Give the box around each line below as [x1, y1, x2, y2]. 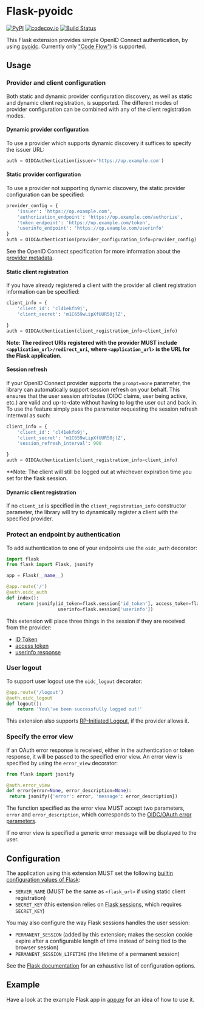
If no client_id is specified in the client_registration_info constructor [6, 502, 186, 509]
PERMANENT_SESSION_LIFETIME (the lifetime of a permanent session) [15, 950, 180, 957]
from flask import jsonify [6, 771, 75, 777]
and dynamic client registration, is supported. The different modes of [6, 99, 179, 106]
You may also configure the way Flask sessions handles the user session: [6, 919, 190, 926]
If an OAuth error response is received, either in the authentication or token [6, 746, 194, 754]
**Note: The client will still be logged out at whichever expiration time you [6, 468, 192, 476]
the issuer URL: [6, 146, 45, 153]
